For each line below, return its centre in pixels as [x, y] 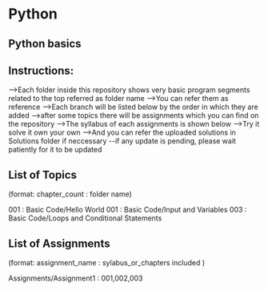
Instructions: [41, 70]
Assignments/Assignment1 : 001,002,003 [76, 278]
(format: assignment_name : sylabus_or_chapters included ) [107, 263]
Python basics [45, 44]
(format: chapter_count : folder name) [70, 194]
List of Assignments [59, 243]
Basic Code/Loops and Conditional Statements [85, 218]
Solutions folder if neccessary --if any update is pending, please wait [122, 141]
